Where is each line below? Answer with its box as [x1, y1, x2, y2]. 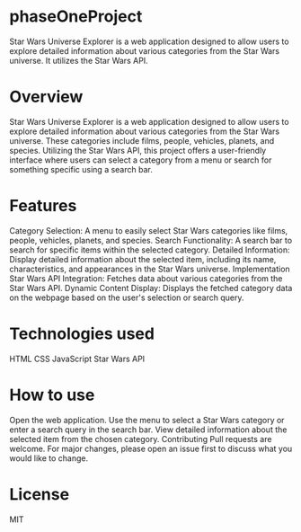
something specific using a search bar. [9, 164, 153, 174]
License [9, 483, 70, 504]
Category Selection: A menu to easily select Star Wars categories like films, [9, 225, 288, 235]
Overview [9, 87, 84, 107]
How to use [9, 385, 95, 405]
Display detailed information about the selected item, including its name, [9, 253, 277, 264]
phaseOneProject [9, 6, 143, 27]
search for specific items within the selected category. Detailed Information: [9, 244, 290, 255]
